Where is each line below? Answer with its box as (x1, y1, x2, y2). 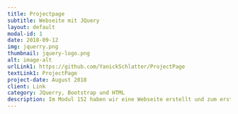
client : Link (7, 83, 46, 90)
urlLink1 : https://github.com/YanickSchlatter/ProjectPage (7, 63, 186, 70)
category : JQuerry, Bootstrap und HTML (7, 89, 125, 96)
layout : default (7, 23, 55, 30)
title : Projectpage (7, 10, 65, 18)
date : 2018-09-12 (7, 37, 59, 44)
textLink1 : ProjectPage (7, 69, 78, 76)
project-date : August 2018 (7, 76, 87, 84)
